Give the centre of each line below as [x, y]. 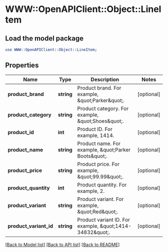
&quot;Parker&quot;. [101, 100]
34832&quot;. [94, 232]
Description [105, 79]
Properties [22, 65]
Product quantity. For [102, 184]
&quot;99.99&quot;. [100, 176]
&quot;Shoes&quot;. [100, 121]
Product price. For [98, 164]
